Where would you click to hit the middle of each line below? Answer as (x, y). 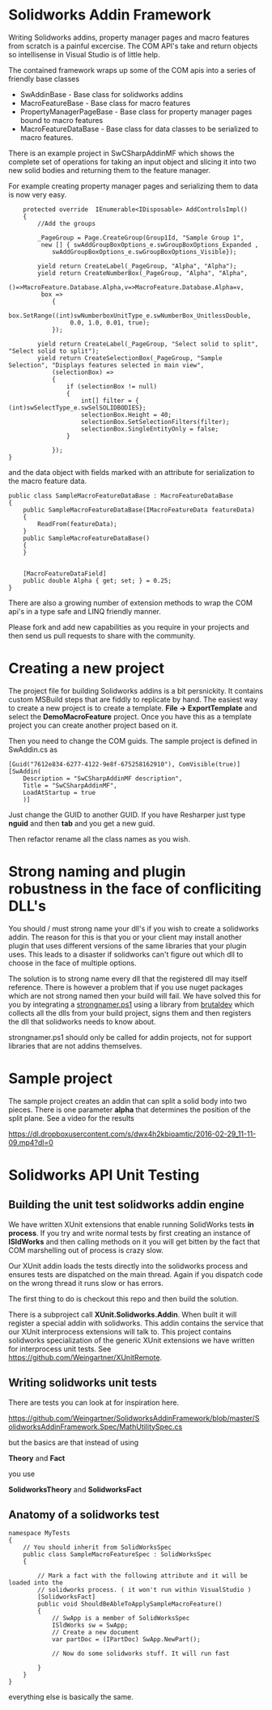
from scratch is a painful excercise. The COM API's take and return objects (133, 45)
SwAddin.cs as (33, 749)
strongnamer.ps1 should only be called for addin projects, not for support (130, 1037)
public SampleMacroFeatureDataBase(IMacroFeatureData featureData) (139, 510)
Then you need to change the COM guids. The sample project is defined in (133, 740)
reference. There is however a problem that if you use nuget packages (126, 987)
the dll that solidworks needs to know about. (82, 1021)
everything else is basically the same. (71, 1697)
